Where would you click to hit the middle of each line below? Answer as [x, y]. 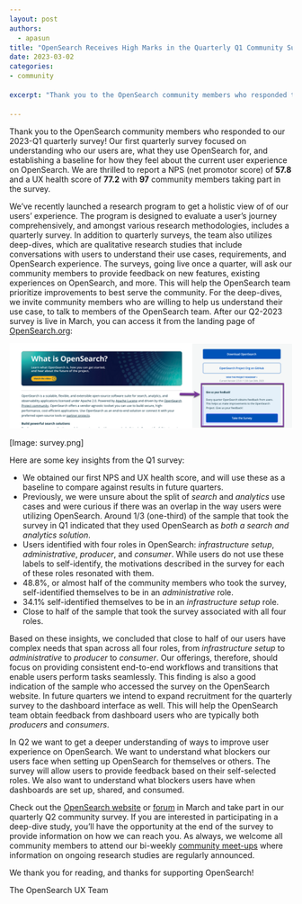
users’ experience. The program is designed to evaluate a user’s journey [143, 215]
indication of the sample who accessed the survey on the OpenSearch [139, 687]
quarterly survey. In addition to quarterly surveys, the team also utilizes [141, 235]
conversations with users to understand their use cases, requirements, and [148, 254]
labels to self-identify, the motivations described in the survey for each [153, 564]
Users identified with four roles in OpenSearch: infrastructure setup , [148, 545]
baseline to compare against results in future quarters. [123, 487]
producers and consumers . [59, 725]
